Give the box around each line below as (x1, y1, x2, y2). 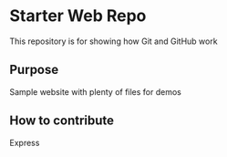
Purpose (9, 62, 59, 78)
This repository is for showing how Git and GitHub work (9, 36, 218, 47)
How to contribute (9, 113, 115, 129)
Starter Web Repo (9, 5, 147, 26)
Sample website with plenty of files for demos (9, 86, 182, 97)
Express (9, 137, 40, 148)
